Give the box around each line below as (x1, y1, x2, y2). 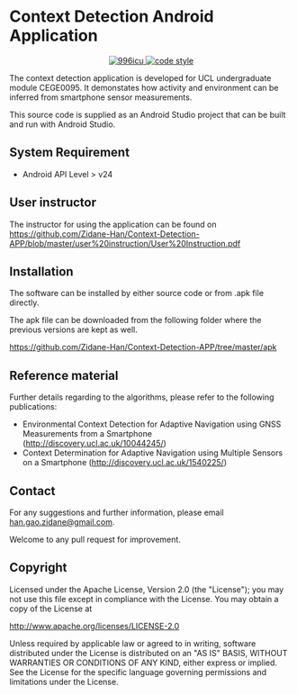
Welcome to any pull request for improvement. (9, 534, 182, 545)
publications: (9, 401, 58, 412)
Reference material (9, 367, 119, 383)
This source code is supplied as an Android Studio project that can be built (9, 109, 286, 120)
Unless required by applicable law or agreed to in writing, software (9, 637, 256, 649)
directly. (9, 297, 40, 308)
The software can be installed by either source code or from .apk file (9, 288, 264, 299)
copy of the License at (9, 603, 93, 614)
